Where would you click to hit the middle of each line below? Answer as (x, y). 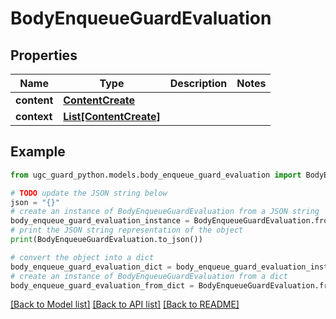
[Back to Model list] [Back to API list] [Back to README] (125, 304)
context (34, 116)
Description (198, 83)
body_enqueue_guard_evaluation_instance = (100, 221)
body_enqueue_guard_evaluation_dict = (91, 267)
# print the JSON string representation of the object (127, 230)
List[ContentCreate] (112, 116)
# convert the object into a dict (82, 257)
